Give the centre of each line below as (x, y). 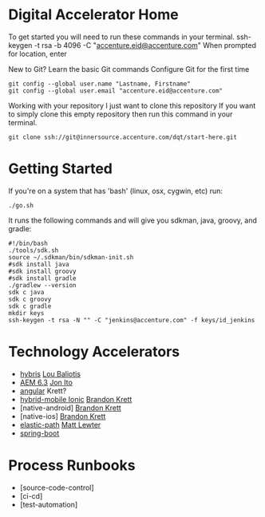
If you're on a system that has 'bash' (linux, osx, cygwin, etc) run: (116, 191)
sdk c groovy (30, 299)
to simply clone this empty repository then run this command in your (121, 114)
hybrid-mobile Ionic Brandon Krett (76, 399)
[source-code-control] (57, 487)
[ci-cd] (31, 495)
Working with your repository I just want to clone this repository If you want (132, 105)
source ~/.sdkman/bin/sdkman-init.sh (71, 257)
